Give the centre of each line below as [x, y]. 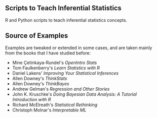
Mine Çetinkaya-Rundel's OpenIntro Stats [55, 62]
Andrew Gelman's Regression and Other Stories [61, 89]
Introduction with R [32, 99]
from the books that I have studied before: [48, 53]
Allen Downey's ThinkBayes [41, 83]
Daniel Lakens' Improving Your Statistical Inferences [65, 73]
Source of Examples [37, 36]
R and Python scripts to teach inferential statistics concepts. [66, 20]
